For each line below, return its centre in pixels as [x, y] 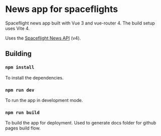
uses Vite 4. [18, 28]
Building [18, 54]
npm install [20, 67]
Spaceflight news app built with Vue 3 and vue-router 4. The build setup [80, 23]
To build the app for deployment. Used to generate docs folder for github [81, 123]
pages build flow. [23, 128]
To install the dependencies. [34, 77]
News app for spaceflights [62, 9]
